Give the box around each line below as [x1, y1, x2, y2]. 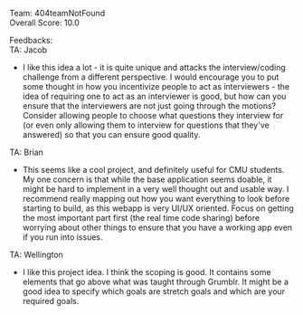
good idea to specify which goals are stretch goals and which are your [22, 286, 286, 297]
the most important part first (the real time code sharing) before [22, 213, 260, 223]
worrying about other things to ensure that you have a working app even [22, 222, 292, 233]
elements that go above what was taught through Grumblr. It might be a [22, 276, 289, 287]
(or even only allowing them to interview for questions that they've [22, 119, 270, 130]
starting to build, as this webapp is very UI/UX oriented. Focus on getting [22, 203, 294, 214]
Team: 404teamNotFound [9, 8, 106, 18]
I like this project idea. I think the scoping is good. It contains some [22, 267, 271, 277]
